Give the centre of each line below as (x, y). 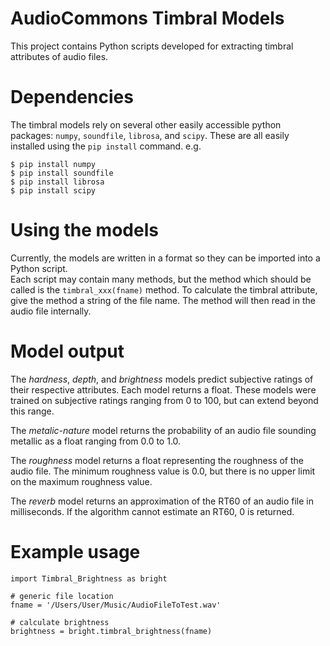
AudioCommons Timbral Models (147, 18)
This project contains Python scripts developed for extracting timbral (152, 46)
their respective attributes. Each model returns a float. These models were (163, 389)
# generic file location (62, 596)
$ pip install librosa (57, 182)
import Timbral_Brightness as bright (89, 578)
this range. (32, 411)
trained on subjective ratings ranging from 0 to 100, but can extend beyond (164, 400)
